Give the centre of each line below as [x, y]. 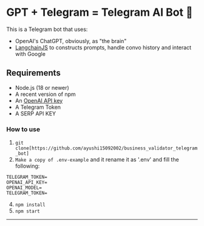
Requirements [33, 73]
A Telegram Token [38, 107]
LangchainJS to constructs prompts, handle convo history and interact [103, 47]
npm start [28, 211]
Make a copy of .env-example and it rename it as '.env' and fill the [97, 160]
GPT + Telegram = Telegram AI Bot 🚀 [100, 12]
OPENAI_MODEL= [24, 188]
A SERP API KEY [36, 113]
